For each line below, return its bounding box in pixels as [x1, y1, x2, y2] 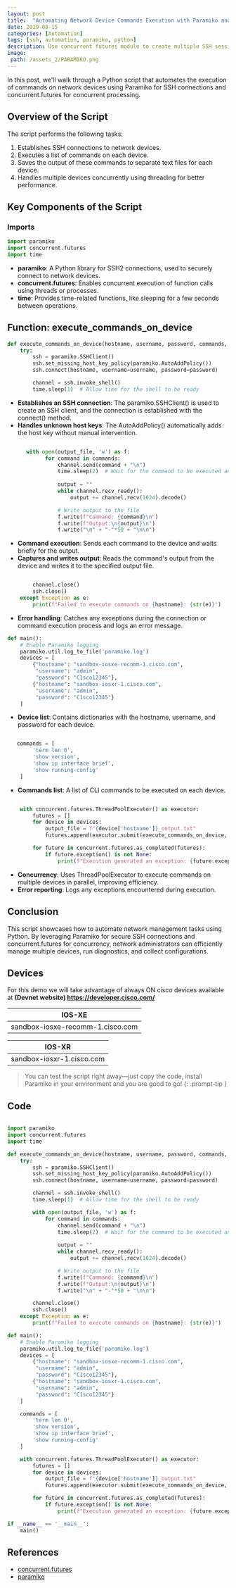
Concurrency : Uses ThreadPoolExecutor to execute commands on [17, 870, 211, 879]
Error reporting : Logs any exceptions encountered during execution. [17, 885, 216, 894]
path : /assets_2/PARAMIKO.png [10, 56, 99, 63]
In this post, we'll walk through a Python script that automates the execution [7, 75, 227, 84]
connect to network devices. [17, 271, 100, 280]
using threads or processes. [17, 286, 99, 294]
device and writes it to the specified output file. [17, 561, 155, 570]
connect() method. [17, 413, 72, 422]
